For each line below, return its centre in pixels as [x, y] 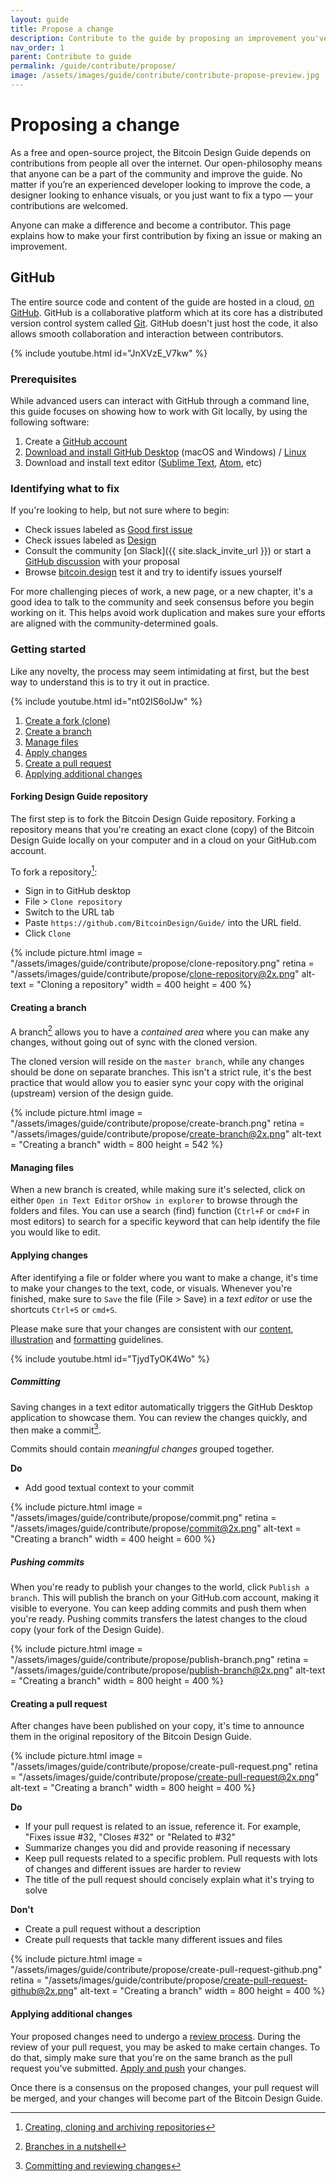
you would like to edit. [55, 1232]
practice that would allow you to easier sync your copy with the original [157, 1083]
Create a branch [58, 731]
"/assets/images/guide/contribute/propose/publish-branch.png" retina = [160, 1660]
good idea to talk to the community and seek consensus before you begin [162, 602]
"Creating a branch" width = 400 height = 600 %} [113, 1539]
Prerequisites [43, 379]
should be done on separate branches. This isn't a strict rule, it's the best [161, 1072]
